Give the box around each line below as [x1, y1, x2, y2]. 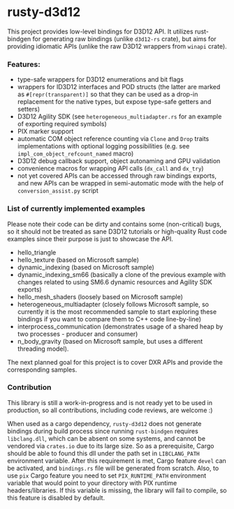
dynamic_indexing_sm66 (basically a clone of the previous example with [17, 270, 226, 279]
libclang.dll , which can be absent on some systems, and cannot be [7, 434, 206, 443]
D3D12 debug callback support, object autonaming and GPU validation [17, 157, 221, 165]
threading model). [17, 344, 69, 353]
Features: [7, 59, 41, 69]
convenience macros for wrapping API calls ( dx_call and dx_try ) [17, 165, 204, 173]
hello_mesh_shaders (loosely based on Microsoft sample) [17, 292, 184, 301]
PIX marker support [17, 127, 74, 136]
